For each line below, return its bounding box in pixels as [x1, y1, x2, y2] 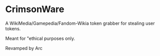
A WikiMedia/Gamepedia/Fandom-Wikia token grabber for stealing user [5, 20, 155, 26]
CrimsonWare [5, 4, 65, 15]
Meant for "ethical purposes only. [5, 35, 75, 41]
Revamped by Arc [5, 45, 43, 51]
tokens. [5, 25, 21, 31]
